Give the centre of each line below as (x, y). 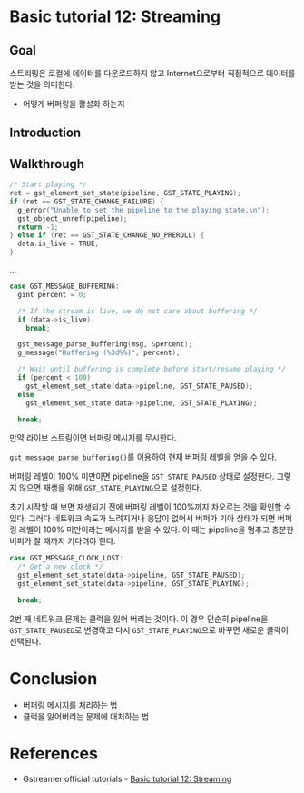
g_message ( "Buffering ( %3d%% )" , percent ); (99, 353)
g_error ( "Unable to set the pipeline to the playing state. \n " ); (144, 210)
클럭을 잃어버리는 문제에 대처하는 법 (86, 716)
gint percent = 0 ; (53, 294)
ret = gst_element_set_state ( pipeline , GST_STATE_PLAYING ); (126, 193)
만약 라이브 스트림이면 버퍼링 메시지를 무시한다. (93, 438)
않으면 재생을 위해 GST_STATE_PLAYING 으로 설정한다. (110, 488)
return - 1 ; (38, 227)
